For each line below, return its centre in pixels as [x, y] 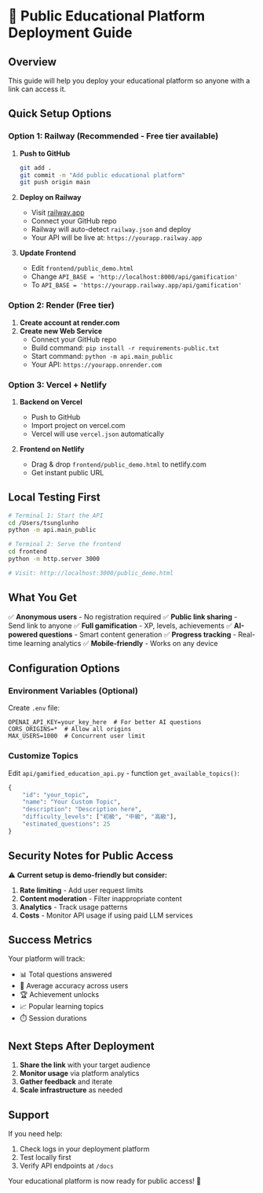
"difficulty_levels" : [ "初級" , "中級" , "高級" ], [100, 817]
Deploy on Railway [50, 198]
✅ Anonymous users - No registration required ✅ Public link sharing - [123, 616]
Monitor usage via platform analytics [79, 1073]
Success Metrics [50, 940]
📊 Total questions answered [66, 974]
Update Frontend [47, 253]
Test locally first [46, 1158]
